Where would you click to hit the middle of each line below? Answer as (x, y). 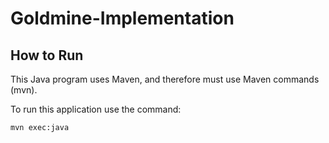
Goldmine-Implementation (122, 18)
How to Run (47, 55)
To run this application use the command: (96, 109)
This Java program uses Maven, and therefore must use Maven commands (165, 79)
